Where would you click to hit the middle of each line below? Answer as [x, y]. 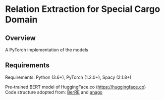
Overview [21, 38]
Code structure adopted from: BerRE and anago [54, 92]
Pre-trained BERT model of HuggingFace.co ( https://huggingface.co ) [76, 87]
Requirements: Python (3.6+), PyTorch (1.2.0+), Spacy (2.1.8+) [68, 77]
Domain [22, 20]
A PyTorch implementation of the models [47, 50]
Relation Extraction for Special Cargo [82, 9]
